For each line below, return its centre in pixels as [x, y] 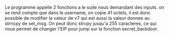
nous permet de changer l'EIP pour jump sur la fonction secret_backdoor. [82, 29]
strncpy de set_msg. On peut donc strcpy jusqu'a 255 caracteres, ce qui [81, 23]
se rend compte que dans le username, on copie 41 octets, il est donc [78, 13]
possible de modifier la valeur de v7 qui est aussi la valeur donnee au [77, 18]
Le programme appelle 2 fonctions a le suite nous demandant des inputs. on [84, 7]
